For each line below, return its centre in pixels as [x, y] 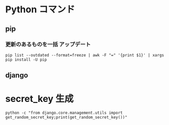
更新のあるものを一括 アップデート [48, 44]
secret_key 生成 [40, 99]
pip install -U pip [26, 59]
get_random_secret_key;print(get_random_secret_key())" [66, 117]
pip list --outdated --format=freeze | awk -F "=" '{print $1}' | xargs [85, 55]
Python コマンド [40, 9]
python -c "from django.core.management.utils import [64, 113]
